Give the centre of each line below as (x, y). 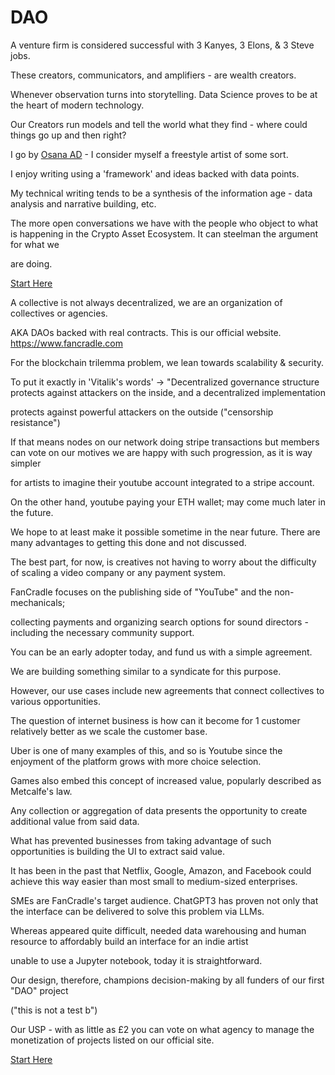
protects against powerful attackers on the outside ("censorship (142, 412)
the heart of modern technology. (77, 105)
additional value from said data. (75, 821)
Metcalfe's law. (41, 791)
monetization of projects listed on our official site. (112, 1040)
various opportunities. (55, 701)
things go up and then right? (68, 135)
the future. (32, 512)
